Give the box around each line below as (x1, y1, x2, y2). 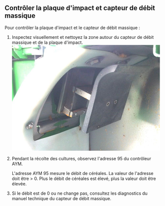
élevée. (11, 181, 27, 187)
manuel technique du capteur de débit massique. (11, 196, 112, 202)
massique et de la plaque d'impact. (11, 39, 83, 45)
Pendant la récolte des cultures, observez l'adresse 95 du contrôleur (11, 156, 151, 162)
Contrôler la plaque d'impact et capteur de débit (4, 4, 156, 12)
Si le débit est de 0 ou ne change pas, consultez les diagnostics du (11, 190, 148, 196)
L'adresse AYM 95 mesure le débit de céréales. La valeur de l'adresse (11, 171, 154, 177)
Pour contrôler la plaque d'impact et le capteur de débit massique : (4, 25, 140, 30)
